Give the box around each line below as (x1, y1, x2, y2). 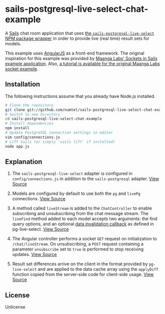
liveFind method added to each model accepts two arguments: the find (12, 216, 158, 222)
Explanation (5, 157, 43, 166)
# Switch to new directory (5, 112, 60, 117)
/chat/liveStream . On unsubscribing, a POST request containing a (12, 241, 144, 247)
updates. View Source (12, 251, 57, 257)
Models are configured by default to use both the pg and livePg (12, 190, 141, 196)
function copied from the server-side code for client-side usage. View (12, 272, 154, 278)
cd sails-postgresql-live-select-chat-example (5, 117, 102, 122)
